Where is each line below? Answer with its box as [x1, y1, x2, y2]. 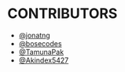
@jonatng [18, 31, 50, 40]
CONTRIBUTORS [7, 5, 118, 23]
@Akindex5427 [18, 56, 69, 65]
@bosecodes [18, 38, 62, 48]
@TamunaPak [18, 47, 64, 56]
